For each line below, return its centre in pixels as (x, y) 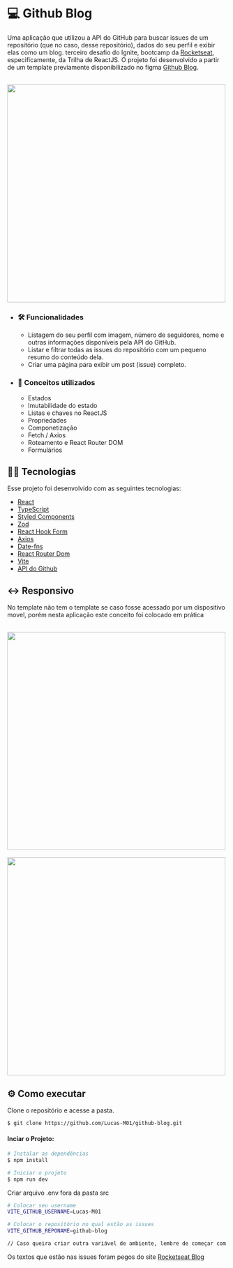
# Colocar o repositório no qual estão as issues (81, 1225)
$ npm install (28, 1160)
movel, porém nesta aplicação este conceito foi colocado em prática (106, 615)
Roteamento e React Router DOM (75, 442)
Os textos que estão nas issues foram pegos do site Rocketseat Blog (106, 1257)
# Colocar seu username (42, 1205)
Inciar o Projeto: (31, 1139)
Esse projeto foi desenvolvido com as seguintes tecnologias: (94, 488)
